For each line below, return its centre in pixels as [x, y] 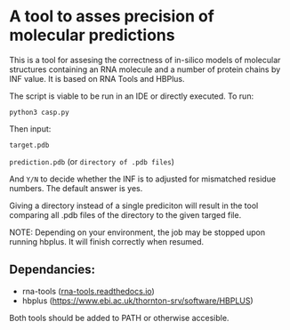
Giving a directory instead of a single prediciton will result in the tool [134, 205]
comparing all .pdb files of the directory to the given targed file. [125, 214]
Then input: [30, 129]
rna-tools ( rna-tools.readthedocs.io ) [89, 291]
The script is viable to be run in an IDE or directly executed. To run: [132, 96]
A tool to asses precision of [112, 16]
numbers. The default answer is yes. [76, 188]
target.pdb [29, 145]
